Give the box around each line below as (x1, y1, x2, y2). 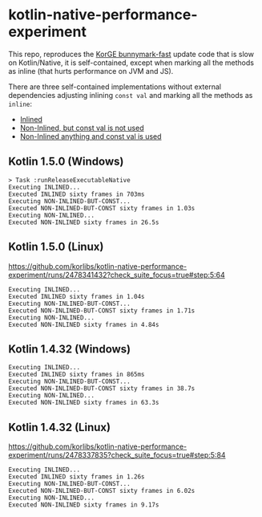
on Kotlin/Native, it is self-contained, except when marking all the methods (8, 58, 255, 67)
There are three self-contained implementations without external (8, 82, 222, 92)
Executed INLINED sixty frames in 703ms (8, 190, 146, 198)
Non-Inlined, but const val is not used (19, 123, 144, 132)
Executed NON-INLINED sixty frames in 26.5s (8, 218, 159, 226)
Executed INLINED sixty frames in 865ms (8, 371, 146, 379)
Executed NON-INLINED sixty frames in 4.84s (8, 320, 159, 328)
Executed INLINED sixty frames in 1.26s (8, 473, 146, 481)
